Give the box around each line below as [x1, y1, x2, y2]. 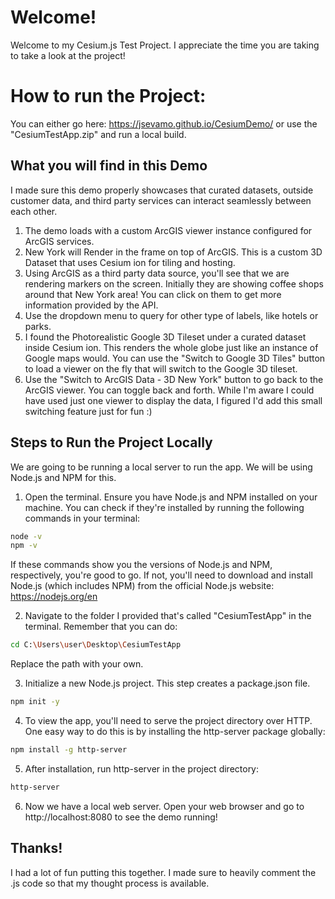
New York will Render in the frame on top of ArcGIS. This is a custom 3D [24, 246, 323, 258]
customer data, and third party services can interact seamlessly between [10, 194, 312, 206]
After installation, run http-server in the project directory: [24, 762, 260, 775]
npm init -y [10, 697, 60, 707]
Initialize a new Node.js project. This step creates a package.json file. [24, 677, 311, 690]
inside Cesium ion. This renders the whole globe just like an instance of [24, 341, 319, 353]
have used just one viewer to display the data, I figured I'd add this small [24, 394, 323, 406]
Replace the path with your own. [10, 658, 144, 670]
